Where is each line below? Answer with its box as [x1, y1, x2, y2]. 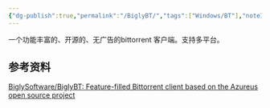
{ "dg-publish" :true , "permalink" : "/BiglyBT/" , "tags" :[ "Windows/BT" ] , [8, 11, 243, 20]
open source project [8, 90, 76, 100]
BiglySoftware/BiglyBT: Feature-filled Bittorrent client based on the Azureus [8, 82, 259, 92]
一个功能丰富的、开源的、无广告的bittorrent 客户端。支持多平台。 [8, 34, 224, 44]
